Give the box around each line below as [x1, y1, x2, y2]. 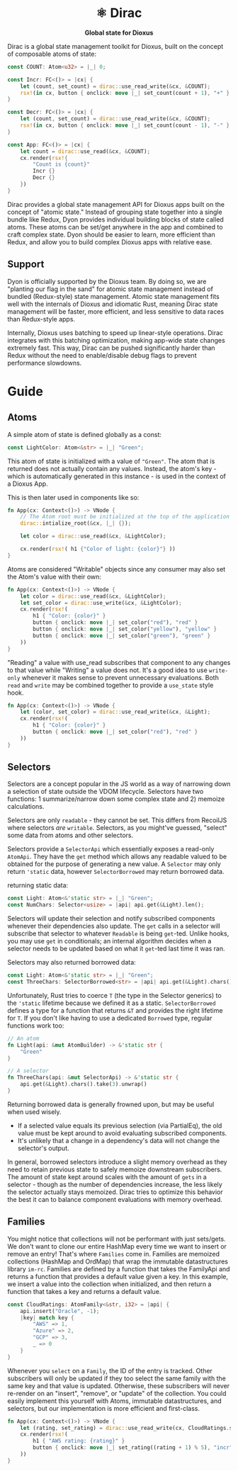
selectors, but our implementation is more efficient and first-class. [7, 1404, 200, 1412]
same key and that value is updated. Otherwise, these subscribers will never [7, 1381, 230, 1390]
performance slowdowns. [7, 358, 82, 367]
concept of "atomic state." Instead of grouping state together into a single [7, 208, 222, 216]
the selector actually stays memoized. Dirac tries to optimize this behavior [7, 1188, 223, 1196]
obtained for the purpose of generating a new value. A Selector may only [7, 860, 221, 868]
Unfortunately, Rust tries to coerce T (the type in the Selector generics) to [7, 991, 222, 999]
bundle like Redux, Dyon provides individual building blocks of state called [7, 215, 225, 224]
